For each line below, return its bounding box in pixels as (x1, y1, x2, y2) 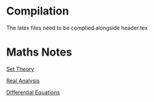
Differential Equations (6, 89, 60, 96)
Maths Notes (6, 45, 73, 59)
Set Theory (6, 65, 35, 72)
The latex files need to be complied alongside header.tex (6, 24, 148, 31)
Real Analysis (6, 77, 40, 84)
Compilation (6, 4, 69, 18)
